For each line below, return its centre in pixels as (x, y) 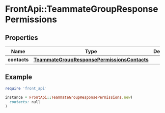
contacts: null (25, 102)
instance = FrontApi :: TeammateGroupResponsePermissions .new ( (69, 97)
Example (19, 77)
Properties (22, 38)
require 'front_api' (26, 88)
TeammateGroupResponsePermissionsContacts (91, 60)
